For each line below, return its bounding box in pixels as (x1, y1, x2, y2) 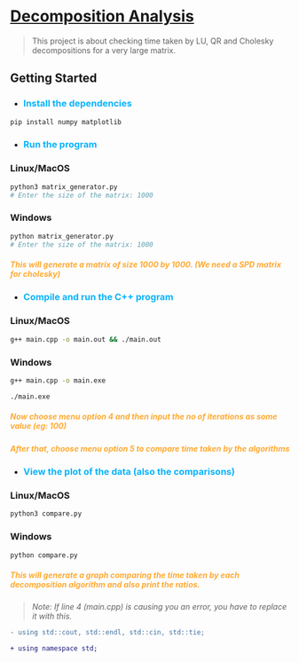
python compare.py (10, 550, 78, 560)
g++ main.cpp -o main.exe (10, 375, 106, 385)
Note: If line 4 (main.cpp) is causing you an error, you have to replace (31, 602, 287, 612)
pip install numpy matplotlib (10, 117, 122, 126)
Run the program (22, 138, 98, 151)
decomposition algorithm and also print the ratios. (10, 579, 201, 589)
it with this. (31, 611, 73, 622)
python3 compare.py (10, 509, 83, 518)
